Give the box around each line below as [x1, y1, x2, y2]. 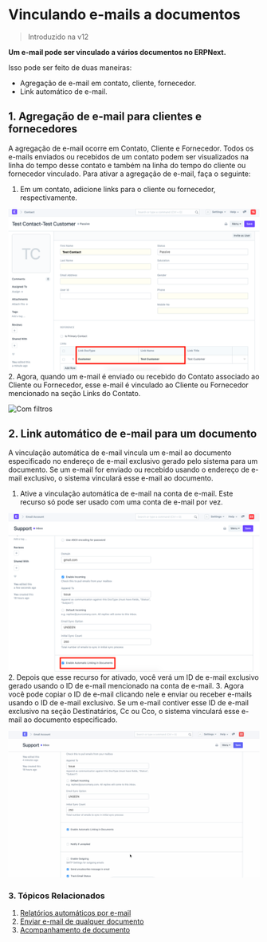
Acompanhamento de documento [19, 924, 131, 934]
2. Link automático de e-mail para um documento [8, 426, 257, 440]
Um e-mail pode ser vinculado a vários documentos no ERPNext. [8, 47, 226, 57]
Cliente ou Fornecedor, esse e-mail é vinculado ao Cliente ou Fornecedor [8, 380, 249, 390]
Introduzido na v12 [27, 32, 89, 41]
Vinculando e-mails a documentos [8, 6, 241, 24]
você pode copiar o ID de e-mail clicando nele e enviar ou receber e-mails [8, 689, 253, 699]
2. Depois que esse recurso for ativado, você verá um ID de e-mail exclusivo [8, 673, 259, 682]
